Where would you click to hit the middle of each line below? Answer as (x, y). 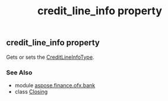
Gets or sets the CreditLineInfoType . (50, 57)
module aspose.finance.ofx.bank (55, 85)
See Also (19, 72)
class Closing (31, 91)
